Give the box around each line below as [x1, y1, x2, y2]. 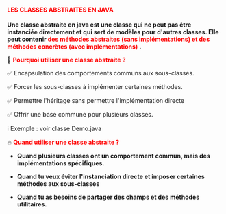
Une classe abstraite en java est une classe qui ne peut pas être [7, 21, 192, 29]
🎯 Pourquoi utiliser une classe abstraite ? [7, 56, 126, 64]
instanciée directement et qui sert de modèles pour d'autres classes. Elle [7, 28, 219, 36]
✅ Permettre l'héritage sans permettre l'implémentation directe [7, 97, 185, 105]
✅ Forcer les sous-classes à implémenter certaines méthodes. [7, 83, 183, 91]
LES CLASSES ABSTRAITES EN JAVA [7, 5, 114, 14]
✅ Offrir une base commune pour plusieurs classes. [7, 110, 153, 119]
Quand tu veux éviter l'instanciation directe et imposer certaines [16, 172, 205, 181]
